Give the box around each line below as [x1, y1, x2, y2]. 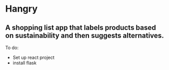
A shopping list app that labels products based [5, 23, 156, 32]
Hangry [5, 3, 38, 15]
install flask [12, 60, 37, 66]
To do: [5, 45, 19, 51]
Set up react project [12, 54, 55, 60]
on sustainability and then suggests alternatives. [5, 31, 164, 40]
